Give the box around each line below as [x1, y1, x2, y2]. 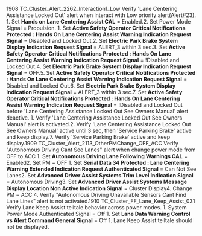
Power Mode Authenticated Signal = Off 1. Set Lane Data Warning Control [6, 211, 191, 217]
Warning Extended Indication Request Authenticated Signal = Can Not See [6, 165, 197, 173]
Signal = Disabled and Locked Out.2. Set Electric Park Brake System [6, 37, 178, 44]
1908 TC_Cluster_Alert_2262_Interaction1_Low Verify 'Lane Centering [6, 5, 178, 12]
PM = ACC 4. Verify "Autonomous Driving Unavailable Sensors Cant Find [6, 191, 187, 198]
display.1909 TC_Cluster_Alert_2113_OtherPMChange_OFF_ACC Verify [6, 140, 179, 147]
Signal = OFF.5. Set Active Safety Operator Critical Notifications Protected [6, 69, 196, 76]
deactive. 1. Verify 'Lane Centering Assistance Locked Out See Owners [6, 114, 183, 121]
